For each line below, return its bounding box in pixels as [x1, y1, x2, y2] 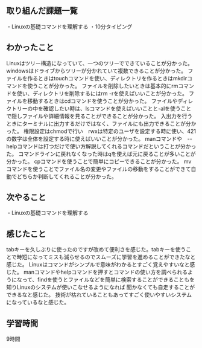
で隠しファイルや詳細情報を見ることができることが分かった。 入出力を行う [6, 112, 193, 120]
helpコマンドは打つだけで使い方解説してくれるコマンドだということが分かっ [6, 143, 197, 150]
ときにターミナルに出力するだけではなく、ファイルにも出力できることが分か [6, 120, 197, 127]
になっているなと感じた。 [6, 298, 70, 306]
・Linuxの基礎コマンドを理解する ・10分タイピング [6, 23, 133, 30]
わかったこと [6, 42, 54, 53]
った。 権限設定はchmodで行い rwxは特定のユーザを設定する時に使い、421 [6, 127, 196, 135]
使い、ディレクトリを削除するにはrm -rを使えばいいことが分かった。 [16, 89, 188, 97]
